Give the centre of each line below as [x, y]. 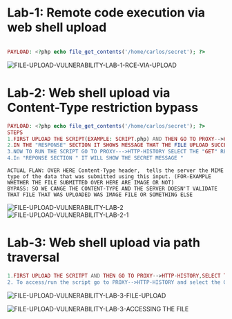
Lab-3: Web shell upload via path [104, 243]
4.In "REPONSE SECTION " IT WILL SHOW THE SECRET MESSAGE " [96, 158]
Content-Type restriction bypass [103, 108]
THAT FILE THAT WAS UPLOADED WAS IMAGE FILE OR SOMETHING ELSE [100, 195]
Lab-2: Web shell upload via [89, 93]
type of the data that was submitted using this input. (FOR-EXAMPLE [109, 177]
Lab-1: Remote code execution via [106, 13]
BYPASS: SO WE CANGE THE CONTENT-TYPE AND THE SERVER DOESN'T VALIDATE [112, 188]
